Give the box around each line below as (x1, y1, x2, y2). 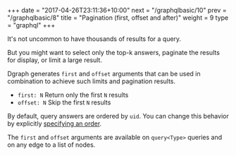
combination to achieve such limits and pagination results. (7, 77, 176, 85)
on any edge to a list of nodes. (7, 140, 96, 149)
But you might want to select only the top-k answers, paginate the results (7, 49, 221, 56)
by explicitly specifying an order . (7, 119, 102, 128)
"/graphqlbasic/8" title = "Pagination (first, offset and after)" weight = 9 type (7, 13, 229, 22)
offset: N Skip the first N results (17, 98, 111, 107)
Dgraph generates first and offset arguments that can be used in (7, 70, 201, 78)
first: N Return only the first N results (17, 91, 129, 99)
